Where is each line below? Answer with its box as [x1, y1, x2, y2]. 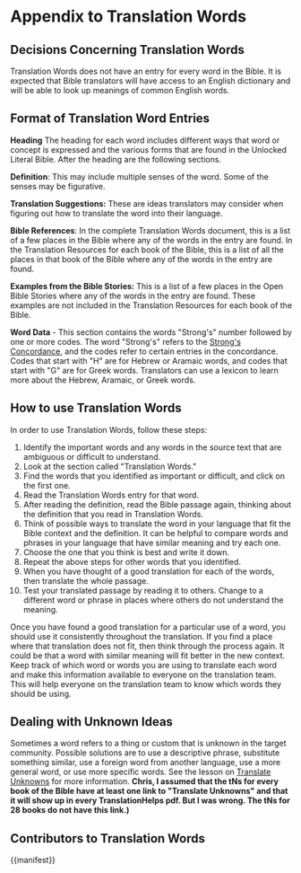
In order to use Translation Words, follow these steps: [10, 424, 208, 435]
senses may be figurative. [10, 181, 106, 191]
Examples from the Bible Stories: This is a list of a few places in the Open [10, 280, 284, 291]
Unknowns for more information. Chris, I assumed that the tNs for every [10, 776, 279, 787]
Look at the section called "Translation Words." [22, 461, 197, 472]
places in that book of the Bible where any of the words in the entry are [10, 253, 272, 264]
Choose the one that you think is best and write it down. [22, 546, 230, 558]
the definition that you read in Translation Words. [22, 508, 204, 519]
